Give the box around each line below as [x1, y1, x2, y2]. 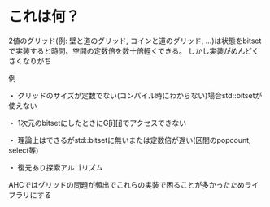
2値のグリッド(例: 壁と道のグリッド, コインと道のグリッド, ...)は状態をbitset [8, 36, 262, 45]
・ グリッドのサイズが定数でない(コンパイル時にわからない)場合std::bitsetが [8, 90, 263, 100]
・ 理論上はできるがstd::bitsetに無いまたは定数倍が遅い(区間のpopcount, [8, 135, 251, 144]
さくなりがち [8, 56, 51, 66]
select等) [8, 145, 39, 155]
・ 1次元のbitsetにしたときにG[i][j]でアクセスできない [8, 118, 187, 127]
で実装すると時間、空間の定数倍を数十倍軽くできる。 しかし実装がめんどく [8, 45, 259, 55]
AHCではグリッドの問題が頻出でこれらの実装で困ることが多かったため [8, 179, 246, 189]
